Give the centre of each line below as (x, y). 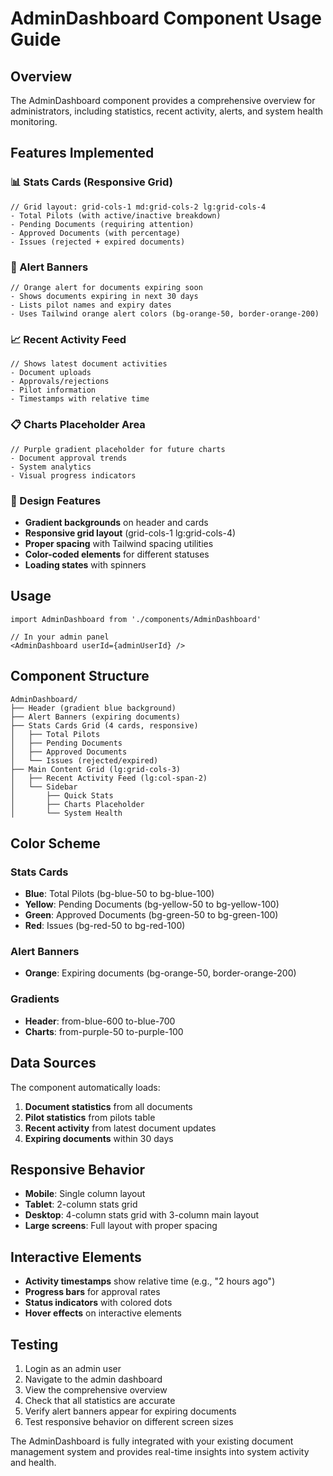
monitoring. (34, 121)
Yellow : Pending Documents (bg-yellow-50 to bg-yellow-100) (152, 904)
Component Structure (80, 676)
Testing (34, 1344)
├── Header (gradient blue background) (93, 708)
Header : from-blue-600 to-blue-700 (100, 1021)
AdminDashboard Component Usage (166, 18)
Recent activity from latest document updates (120, 1128)
